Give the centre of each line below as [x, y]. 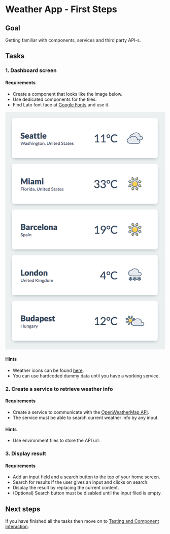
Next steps [23, 509]
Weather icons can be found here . [48, 370]
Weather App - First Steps [61, 9]
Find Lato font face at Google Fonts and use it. [61, 104]
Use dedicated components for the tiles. [55, 99]
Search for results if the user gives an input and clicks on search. [80, 482]
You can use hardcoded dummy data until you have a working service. [86, 375]
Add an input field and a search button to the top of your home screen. [87, 477]
